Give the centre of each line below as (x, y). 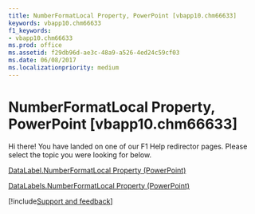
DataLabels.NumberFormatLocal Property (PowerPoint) (99, 185)
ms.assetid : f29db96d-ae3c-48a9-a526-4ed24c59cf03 (94, 53)
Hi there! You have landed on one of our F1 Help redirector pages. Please (128, 146)
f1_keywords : (30, 30)
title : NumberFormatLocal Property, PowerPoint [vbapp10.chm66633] (123, 16)
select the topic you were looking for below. (80, 155)
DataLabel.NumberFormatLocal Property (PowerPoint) (97, 170)
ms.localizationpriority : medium (64, 68)
